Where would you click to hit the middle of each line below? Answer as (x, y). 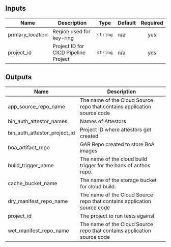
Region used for (72, 31)
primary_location (28, 34)
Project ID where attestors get (116, 129)
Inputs (16, 8)
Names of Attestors (103, 121)
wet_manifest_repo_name (38, 231)
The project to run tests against (117, 216)
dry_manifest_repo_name (38, 201)
